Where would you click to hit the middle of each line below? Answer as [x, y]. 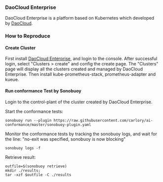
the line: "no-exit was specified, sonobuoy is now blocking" [65, 139]
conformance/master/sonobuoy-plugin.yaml [48, 124]
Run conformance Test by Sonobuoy [43, 91]
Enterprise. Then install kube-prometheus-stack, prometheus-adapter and [81, 74]
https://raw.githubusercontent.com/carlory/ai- [103, 120]
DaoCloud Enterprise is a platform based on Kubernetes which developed [80, 18]
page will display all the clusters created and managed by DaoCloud [74, 69]
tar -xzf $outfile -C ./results [38, 175]
